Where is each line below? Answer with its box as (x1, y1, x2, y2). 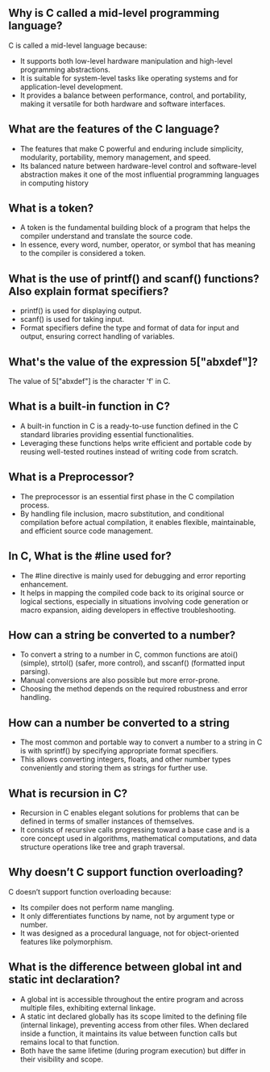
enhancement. (19, 579, 69, 589)
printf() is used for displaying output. (19, 306, 143, 315)
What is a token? (8, 202, 94, 215)
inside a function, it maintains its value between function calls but (19, 1028, 238, 1038)
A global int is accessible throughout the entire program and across (19, 994, 244, 1003)
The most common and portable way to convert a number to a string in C (19, 737, 263, 747)
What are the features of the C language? (8, 123, 220, 136)
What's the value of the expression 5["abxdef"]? (8, 355, 258, 369)
